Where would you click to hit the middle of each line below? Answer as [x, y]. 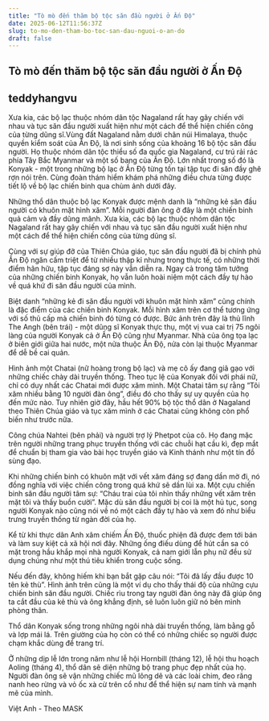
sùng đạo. [25, 461]
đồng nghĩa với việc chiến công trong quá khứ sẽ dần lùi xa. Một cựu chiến [132, 485]
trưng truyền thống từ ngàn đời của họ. [72, 520]
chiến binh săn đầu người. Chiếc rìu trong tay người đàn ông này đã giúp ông [135, 594]
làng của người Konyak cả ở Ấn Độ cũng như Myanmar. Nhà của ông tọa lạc [133, 336]
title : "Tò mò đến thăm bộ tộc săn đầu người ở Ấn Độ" [102, 16]
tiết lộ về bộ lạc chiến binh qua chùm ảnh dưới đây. [92, 186]
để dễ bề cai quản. [39, 353]
